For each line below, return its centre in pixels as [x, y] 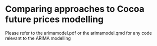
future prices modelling [54, 19]
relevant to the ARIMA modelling [38, 38]
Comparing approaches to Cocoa [75, 9]
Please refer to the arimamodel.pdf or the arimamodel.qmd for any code [78, 33]
